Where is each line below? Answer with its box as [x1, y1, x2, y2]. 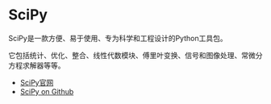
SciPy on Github [19, 86, 74, 96]
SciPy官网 [19, 77, 54, 87]
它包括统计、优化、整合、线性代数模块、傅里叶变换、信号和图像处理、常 [8, 50, 248, 60]
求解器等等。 [22, 60, 65, 70]
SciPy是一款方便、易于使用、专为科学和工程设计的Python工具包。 [8, 33, 227, 43]
